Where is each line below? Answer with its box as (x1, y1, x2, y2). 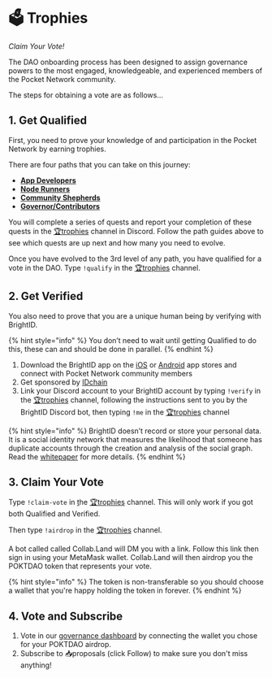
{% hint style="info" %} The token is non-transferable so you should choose (8, 577, 264, 587)
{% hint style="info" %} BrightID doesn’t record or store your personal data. (8, 426, 262, 436)
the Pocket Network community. (8, 74, 116, 84)
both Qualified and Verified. (8, 509, 101, 519)
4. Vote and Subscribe (8, 609, 123, 623)
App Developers (19, 175, 76, 185)
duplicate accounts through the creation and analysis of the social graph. (8, 443, 253, 453)
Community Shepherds (19, 193, 101, 202)
